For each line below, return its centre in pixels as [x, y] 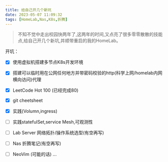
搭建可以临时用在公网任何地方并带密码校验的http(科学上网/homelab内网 [87, 73]
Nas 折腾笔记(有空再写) [37, 143]
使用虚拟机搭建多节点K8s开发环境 [48, 62]
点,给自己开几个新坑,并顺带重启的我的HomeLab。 [69, 40]
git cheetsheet [28, 100]
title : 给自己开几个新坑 [28, 10]
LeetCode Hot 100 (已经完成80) [45, 90]
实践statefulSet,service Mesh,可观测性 [53, 121]
